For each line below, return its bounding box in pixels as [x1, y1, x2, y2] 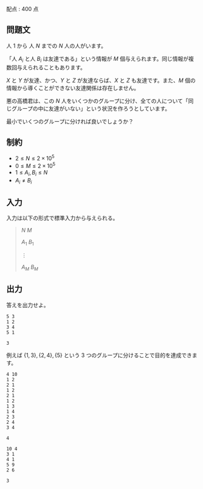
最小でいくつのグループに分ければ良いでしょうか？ [6, 117, 134, 125]
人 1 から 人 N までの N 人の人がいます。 [6, 42, 106, 49]
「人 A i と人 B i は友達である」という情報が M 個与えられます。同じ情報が [6, 55, 189, 64]
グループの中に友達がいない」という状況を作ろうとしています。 [11, 105, 171, 112]
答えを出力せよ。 [6, 301, 49, 308]
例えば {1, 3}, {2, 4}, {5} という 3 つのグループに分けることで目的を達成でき [6, 352, 193, 359]
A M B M [21, 263, 38, 272]
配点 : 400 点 [6, 5, 39, 12]
